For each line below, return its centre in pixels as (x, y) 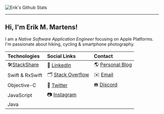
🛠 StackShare (23, 65)
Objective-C (22, 85)
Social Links (61, 56)
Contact (103, 56)
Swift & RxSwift (25, 75)
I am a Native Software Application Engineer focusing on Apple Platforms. (79, 39)
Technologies (24, 56)
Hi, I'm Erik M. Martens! (41, 27)
